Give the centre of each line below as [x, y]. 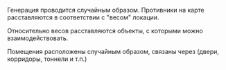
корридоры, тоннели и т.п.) [47, 59]
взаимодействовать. [38, 38]
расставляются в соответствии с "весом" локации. [83, 17]
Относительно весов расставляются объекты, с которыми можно [105, 31]
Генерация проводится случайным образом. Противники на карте [106, 10]
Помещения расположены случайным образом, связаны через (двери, [113, 52]
